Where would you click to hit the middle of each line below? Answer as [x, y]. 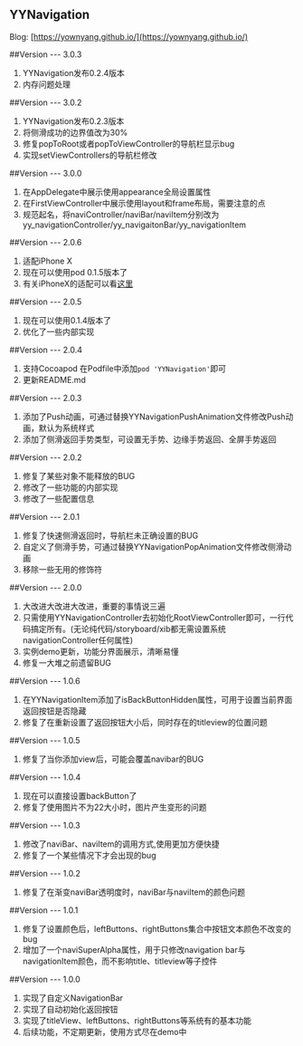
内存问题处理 [46, 84]
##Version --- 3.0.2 [46, 102]
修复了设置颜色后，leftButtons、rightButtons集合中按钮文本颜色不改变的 [156, 928]
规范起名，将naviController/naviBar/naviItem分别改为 [121, 214]
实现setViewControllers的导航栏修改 [90, 155]
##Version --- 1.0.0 [45, 979]
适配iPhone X [47, 261]
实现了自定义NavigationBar [73, 998]
